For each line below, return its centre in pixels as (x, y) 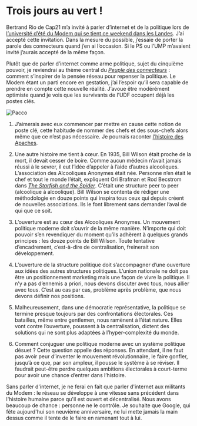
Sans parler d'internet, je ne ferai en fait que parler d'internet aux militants (96, 387)
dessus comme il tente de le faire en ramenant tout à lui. (74, 418)
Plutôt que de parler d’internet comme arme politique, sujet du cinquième (95, 64)
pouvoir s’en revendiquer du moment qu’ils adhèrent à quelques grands (101, 235)
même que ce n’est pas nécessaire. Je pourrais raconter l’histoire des (99, 136)
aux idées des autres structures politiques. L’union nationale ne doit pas (101, 271)
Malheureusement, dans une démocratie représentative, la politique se (100, 307)
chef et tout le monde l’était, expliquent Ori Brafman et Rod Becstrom (98, 179)
